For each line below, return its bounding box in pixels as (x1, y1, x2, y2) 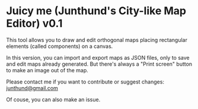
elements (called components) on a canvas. (6, 43, 113, 50)
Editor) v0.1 (6, 17, 63, 30)
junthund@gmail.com (6, 84, 58, 91)
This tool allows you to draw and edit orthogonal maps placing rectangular (6, 36, 188, 43)
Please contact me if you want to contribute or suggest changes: (6, 78, 165, 85)
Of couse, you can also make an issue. (6, 96, 101, 103)
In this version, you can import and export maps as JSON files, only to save (6, 54, 190, 61)
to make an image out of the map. (6, 66, 89, 73)
